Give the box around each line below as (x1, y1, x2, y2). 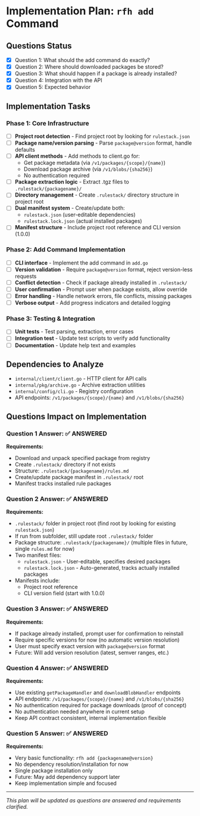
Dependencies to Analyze (6, 359, 104, 369)
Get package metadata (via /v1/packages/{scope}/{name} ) (23, 159, 165, 167)
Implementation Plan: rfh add (6, 4, 154, 18)
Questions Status (6, 41, 72, 51)
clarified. (6, 803, 29, 811)
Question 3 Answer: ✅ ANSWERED (6, 605, 109, 613)
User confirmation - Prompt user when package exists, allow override (14, 286, 187, 293)
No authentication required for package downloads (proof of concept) (14, 701, 187, 708)
